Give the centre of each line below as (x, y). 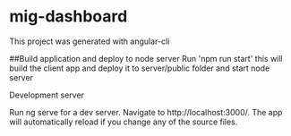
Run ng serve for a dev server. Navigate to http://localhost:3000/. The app (146, 112)
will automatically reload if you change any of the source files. (124, 122)
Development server (47, 95)
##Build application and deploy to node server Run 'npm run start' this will (146, 58)
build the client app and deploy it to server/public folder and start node (140, 68)
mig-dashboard (68, 17)
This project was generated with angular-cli (90, 41)
